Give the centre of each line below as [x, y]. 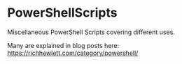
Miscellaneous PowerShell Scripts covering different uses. [91, 32]
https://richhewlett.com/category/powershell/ [73, 53]
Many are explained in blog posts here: [63, 45]
